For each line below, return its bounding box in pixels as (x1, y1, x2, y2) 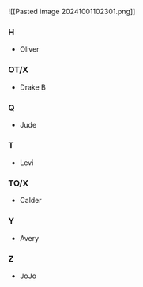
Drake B (19, 82, 46, 92)
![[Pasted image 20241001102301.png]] (8, 7, 136, 16)
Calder (19, 196, 42, 205)
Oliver (19, 44, 40, 54)
